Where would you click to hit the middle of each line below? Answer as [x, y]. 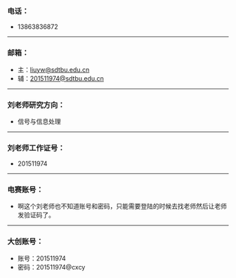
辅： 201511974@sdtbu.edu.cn [60, 78]
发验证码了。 [36, 215]
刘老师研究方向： [36, 105]
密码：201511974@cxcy [51, 267]
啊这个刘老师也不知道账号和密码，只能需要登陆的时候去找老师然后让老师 [122, 206]
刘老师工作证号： [36, 147]
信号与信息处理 [39, 121]
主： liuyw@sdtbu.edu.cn [53, 69]
